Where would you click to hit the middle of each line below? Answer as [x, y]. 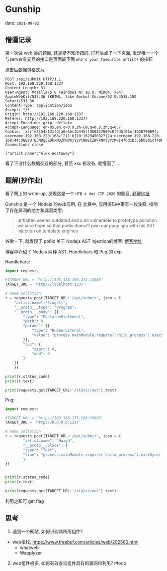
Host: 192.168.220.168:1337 [34, 83]
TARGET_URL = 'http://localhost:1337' [45, 285]
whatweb [29, 548]
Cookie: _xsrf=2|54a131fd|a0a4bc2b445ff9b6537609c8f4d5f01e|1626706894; [82, 131]
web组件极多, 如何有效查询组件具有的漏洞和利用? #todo [69, 563]
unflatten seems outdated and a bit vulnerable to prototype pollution [87, 220]
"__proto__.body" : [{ [36, 312]
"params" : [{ [37, 326]
